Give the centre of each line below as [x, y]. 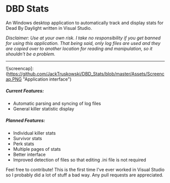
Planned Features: [25, 120]
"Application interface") [47, 79]
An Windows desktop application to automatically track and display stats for [84, 23]
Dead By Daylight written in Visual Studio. [49, 28]
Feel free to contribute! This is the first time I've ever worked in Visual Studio [85, 169]
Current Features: [25, 91]
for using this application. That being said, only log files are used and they [83, 43]
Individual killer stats [34, 133]
